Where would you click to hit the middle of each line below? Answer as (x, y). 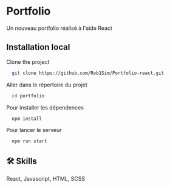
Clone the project (28, 61)
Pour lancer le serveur (34, 130)
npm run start (29, 141)
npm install (27, 119)
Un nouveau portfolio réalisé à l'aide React (59, 28)
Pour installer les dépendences (45, 107)
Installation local (38, 47)
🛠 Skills (22, 161)
